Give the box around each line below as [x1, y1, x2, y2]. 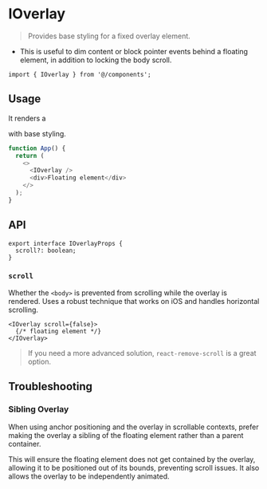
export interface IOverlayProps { [8, 239, 124, 247]
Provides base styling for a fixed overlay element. [27, 31, 191, 41]
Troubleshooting [8, 380, 93, 393]
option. [27, 357, 52, 366]
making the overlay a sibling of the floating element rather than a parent [8, 430, 244, 440]
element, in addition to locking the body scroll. [19, 55, 172, 65]
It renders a [8, 113, 46, 123]
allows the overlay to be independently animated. [8, 471, 170, 481]
